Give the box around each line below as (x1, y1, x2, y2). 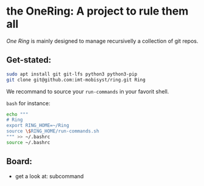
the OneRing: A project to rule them (6, 4, 189, 18)
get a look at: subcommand (15, 172, 84, 180)
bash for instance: (6, 99, 51, 107)
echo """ (6, 111, 29, 117)
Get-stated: (6, 55, 52, 65)
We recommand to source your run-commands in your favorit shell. (6, 88, 169, 95)
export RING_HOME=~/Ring (6, 123, 69, 129)
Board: (6, 156, 32, 167)
